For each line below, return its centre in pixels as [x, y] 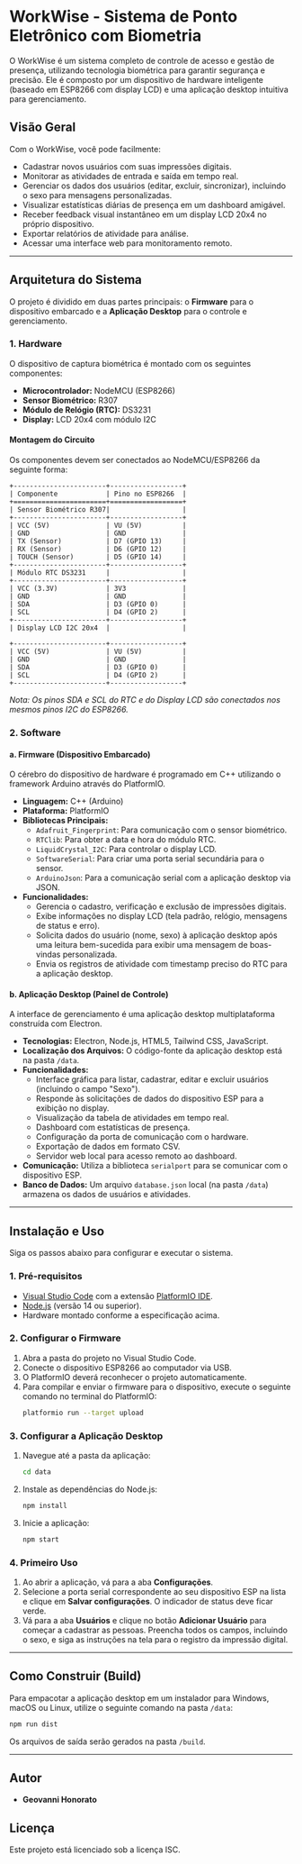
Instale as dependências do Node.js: [90, 1489]
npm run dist [34, 1724]
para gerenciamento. [48, 99]
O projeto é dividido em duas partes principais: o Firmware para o [132, 301]
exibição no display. [72, 1108]
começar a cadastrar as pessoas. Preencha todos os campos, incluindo [155, 1630]
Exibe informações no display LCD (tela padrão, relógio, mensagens [161, 916]
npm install [44, 1505]
